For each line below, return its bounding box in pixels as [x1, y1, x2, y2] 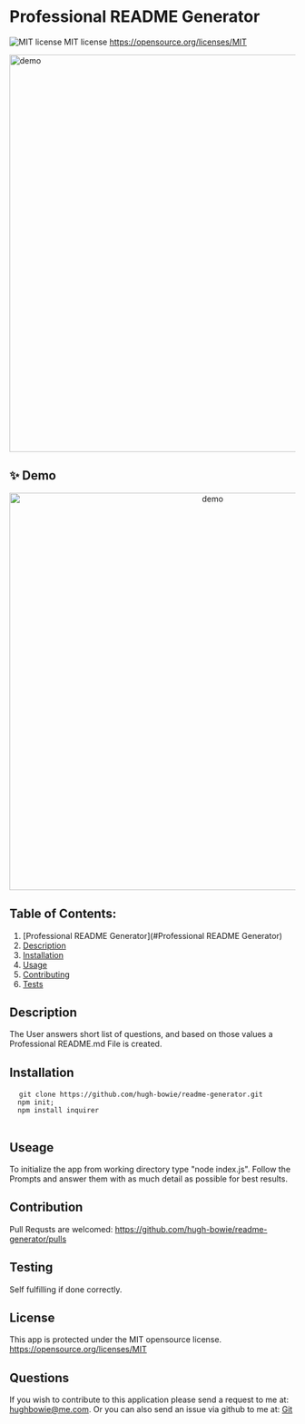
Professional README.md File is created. [9, 1038, 162, 1050]
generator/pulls [9, 1233, 67, 1244]
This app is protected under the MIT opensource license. [9, 1334, 222, 1345]
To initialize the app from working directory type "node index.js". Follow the [9, 1164, 291, 1174]
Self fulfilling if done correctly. [9, 1283, 123, 1295]
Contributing [22, 969, 70, 980]
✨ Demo [9, 468, 56, 483]
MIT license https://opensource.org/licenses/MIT [64, 36, 248, 47]
